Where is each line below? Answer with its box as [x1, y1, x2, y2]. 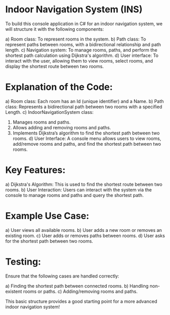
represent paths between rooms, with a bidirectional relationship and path [5, 41, 161, 47]
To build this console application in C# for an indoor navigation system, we [5, 21, 163, 27]
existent [5, 288, 22, 294]
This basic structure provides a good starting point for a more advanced [5, 298, 158, 304]
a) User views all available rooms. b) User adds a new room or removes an [5, 227, 162, 233]
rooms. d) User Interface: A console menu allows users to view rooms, [12, 135, 161, 142]
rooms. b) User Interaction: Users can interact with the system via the [5, 186, 152, 193]
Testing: [5, 255, 41, 267]
